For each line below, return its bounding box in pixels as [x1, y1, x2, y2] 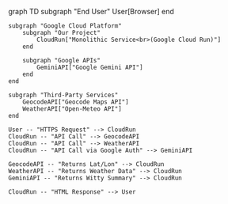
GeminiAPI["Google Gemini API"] [36, 63, 144, 71]
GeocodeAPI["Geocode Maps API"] [22, 98, 129, 106]
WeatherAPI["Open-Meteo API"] [22, 105, 123, 113]
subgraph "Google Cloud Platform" [8, 22, 123, 30]
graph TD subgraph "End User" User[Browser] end [8, 7, 174, 16]
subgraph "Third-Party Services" [8, 91, 119, 99]
